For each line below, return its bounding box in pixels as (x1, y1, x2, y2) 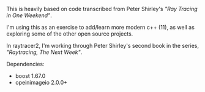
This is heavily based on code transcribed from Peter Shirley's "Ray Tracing (6, 6, 198, 12)
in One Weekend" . (6, 12, 52, 19)
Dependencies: (6, 61, 45, 67)
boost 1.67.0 (15, 72, 46, 79)
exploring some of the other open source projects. (6, 30, 133, 37)
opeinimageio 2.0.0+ (15, 79, 68, 86)
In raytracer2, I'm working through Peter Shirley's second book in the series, (6, 42, 199, 49)
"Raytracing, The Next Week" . (6, 48, 83, 56)
